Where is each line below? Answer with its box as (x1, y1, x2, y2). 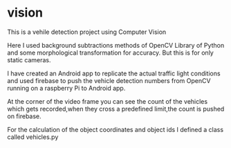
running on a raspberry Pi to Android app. (7, 84, 126, 92)
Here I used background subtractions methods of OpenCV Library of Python (7, 41, 225, 49)
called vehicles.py (7, 133, 59, 141)
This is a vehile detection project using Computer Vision (7, 28, 167, 36)
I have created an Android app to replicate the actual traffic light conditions (7, 69, 221, 77)
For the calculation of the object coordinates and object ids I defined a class (7, 125, 223, 133)
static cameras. (7, 55, 51, 64)
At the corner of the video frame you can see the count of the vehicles (7, 97, 208, 105)
